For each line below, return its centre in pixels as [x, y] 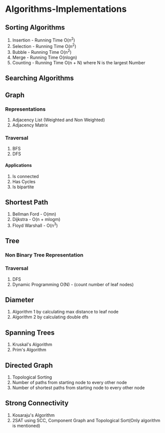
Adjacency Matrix [30, 125]
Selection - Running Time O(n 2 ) [44, 45]
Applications [18, 165]
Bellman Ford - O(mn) [34, 214]
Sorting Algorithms [35, 27]
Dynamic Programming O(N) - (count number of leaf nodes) [73, 284]
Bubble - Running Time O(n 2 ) [42, 52]
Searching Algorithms [39, 78]
